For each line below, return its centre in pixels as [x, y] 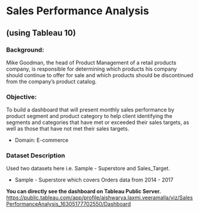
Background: [25, 50]
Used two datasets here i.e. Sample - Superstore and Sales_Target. [88, 169]
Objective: [21, 97]
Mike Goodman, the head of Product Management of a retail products [91, 62]
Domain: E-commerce [42, 140]
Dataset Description [36, 155]
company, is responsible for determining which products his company [91, 69]
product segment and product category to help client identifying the [89, 116]
